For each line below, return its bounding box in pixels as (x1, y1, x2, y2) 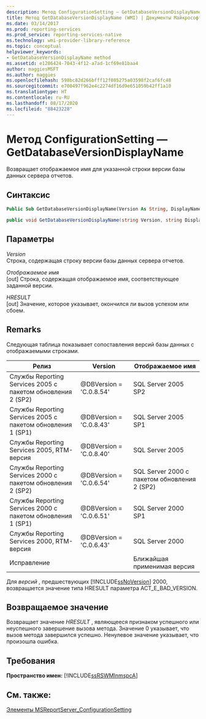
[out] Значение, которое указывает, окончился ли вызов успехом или (6, 300, 189, 307)
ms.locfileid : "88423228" (6, 105, 72, 112)
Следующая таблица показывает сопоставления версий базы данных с (6, 341, 194, 348)
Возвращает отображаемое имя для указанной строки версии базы (6, 165, 186, 173)
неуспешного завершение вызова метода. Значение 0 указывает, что (6, 625, 189, 632)
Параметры (6, 234, 55, 245)
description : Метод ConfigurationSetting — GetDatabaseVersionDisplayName (6, 9, 202, 15)
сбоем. (6, 306, 25, 314)
